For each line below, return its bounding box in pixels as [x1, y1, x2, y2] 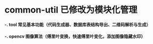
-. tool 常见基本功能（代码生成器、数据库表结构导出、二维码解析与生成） [4, 21, 151, 27]
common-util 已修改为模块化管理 [4, 4, 137, 15]
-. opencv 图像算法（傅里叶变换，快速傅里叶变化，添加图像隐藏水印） [4, 33, 146, 39]
